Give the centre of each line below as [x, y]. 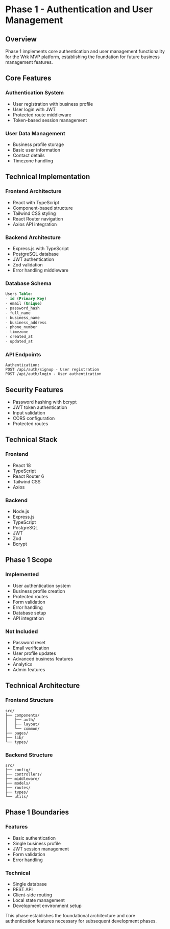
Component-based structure [43, 208]
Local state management [39, 900]
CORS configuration [34, 418]
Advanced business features [43, 658]
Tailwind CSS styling [34, 213]
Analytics [22, 664]
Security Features [34, 390]
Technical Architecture [43, 686]
